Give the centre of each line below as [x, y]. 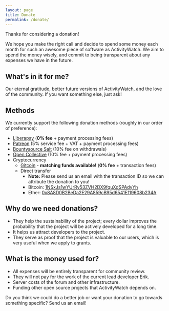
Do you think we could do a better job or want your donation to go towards [84, 297]
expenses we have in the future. [39, 60]
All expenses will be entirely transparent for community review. [79, 271]
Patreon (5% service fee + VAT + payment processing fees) [76, 143]
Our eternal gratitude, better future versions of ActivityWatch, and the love [84, 89]
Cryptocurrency [29, 160]
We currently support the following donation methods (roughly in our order [84, 123]
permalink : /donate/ [27, 19]
